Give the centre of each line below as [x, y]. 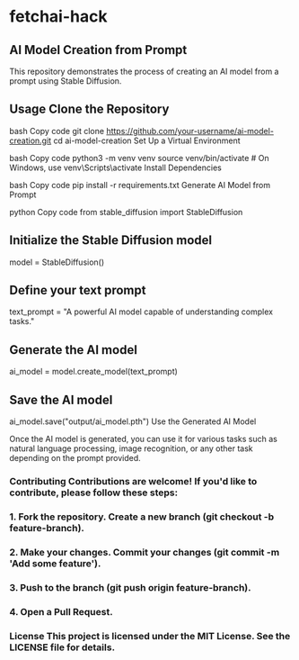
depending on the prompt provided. [75, 458]
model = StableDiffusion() [57, 262]
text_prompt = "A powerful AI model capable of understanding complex [141, 312]
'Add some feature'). [55, 563]
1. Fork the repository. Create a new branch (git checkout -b [142, 517]
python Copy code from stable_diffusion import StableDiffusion [126, 212]
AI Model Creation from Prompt [98, 50]
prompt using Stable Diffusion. [66, 81]
